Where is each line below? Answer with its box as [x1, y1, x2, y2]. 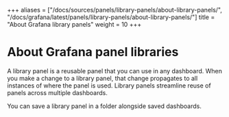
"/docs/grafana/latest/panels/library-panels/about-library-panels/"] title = [7, 13, 215, 21]
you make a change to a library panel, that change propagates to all [7, 74, 198, 82]
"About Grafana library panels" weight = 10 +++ [7, 21, 142, 28]
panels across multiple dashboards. [7, 88, 108, 96]
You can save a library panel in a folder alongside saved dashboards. [7, 102, 202, 110]
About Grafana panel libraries [7, 44, 179, 60]
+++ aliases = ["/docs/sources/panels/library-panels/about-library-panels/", [7, 6, 223, 14]
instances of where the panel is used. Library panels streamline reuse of [7, 81, 211, 90]
